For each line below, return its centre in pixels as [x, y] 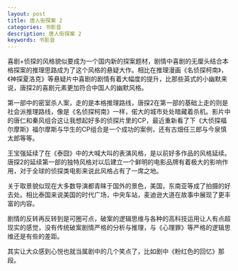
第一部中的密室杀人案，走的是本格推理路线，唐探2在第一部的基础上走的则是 [118, 103]
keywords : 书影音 [31, 40]
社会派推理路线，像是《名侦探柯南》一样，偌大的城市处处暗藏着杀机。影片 [116, 112]
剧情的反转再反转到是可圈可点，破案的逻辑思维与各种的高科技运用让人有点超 [119, 219]
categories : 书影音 [34, 27]
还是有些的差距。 [38, 236]
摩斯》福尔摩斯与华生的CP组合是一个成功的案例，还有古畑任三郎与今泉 [117, 129]
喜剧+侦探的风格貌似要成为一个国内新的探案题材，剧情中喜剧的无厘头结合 [115, 62]
